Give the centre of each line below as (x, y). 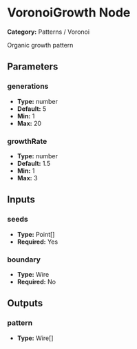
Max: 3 (27, 178)
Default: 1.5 (33, 163)
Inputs (21, 200)
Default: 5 (32, 109)
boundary (24, 260)
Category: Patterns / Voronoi (49, 32)
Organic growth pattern (40, 45)
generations (28, 86)
